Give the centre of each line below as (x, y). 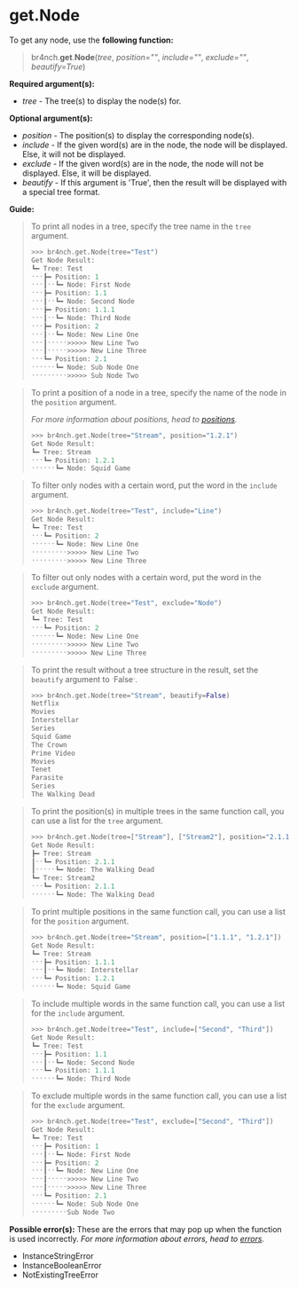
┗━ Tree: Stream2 (63, 878)
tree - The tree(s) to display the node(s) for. (102, 101)
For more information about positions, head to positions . (134, 419)
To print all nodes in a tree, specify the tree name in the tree (141, 226)
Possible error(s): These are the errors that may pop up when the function (145, 1229)
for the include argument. (78, 1013)
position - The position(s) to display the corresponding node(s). (138, 135)
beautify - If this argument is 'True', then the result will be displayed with (154, 182)
